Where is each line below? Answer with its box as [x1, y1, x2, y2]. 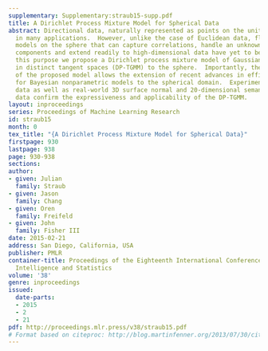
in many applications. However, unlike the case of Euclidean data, [15, 34, 251, 42]
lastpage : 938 [8, 145, 56, 153]
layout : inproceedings [8, 101, 84, 108]
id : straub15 [8, 116, 52, 124]
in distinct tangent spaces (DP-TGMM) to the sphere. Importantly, [15, 64, 248, 72]
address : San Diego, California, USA [8, 242, 134, 250]
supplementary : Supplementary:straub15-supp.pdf [8, 11, 173, 20]
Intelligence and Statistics [15, 264, 112, 272]
